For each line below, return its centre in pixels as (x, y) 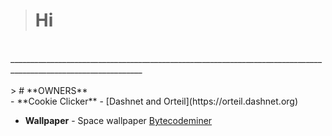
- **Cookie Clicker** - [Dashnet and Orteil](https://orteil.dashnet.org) (154, 101)
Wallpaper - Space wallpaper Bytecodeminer (118, 120)
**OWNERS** (57, 90)
